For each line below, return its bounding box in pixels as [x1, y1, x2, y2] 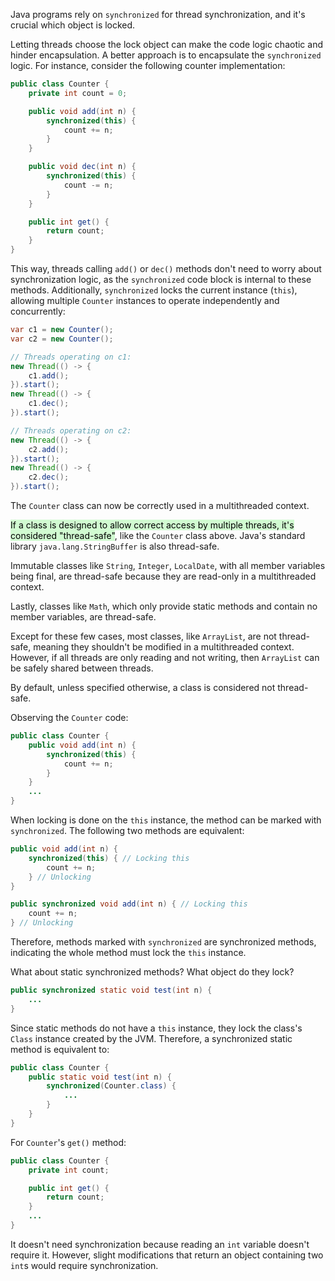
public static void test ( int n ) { [28, 1072, 172, 1082]
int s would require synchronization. [10, 1259, 159, 1271]
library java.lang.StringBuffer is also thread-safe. [10, 540, 220, 552]
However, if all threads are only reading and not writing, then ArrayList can [10, 652, 320, 663]
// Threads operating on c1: [10, 352, 132, 362]
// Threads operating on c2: [10, 425, 132, 436]
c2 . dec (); [28, 472, 70, 483]
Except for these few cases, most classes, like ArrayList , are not [10, 630, 277, 642]
